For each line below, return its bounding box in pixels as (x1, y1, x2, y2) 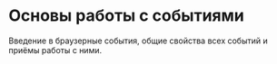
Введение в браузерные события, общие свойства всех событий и (8, 35, 269, 46)
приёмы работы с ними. (8, 44, 102, 55)
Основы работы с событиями (8, 5, 244, 26)
